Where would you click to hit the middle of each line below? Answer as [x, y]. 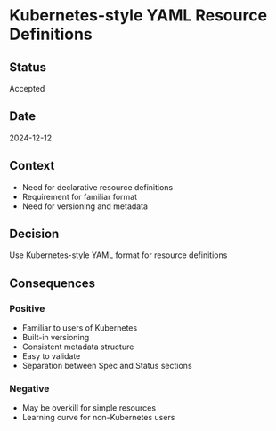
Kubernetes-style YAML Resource [138, 16]
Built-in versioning [56, 338]
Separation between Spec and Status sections [107, 366]
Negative [29, 389]
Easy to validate [51, 356]
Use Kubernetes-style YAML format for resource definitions [118, 255]
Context [32, 166]
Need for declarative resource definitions [97, 187]
